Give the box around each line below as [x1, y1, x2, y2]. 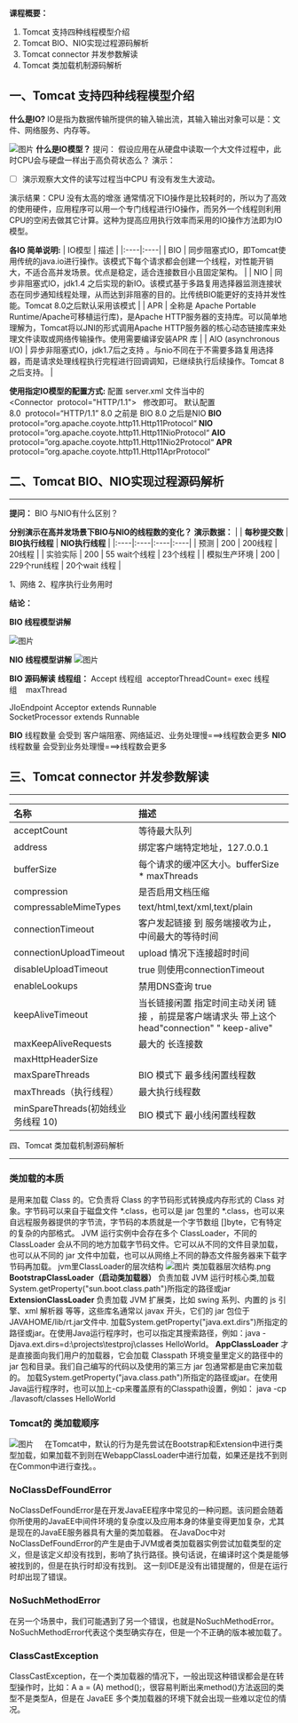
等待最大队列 [137, 824, 192, 837]
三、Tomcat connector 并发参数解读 [9, 769, 209, 784]
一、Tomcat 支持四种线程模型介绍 [9, 88, 195, 104]
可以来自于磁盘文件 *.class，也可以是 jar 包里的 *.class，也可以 [47, 1205, 278, 1216]
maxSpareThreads [13, 1068, 90, 1081]
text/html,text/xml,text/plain [137, 901, 253, 913]
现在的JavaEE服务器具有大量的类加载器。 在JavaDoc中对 [16, 1527, 226, 1538]
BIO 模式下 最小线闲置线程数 [137, 1108, 256, 1121]
